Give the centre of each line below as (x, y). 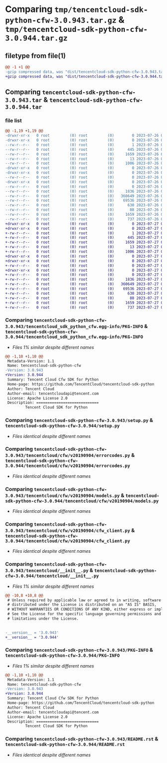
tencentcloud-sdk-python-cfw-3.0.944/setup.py (63, 426)
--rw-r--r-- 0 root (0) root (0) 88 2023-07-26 (82, 210)
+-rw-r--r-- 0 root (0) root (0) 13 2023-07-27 (82, 247)
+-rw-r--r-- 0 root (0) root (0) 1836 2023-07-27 (82, 280)
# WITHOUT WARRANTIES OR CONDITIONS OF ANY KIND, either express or (80, 609)
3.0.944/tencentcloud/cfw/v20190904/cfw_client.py (68, 541)
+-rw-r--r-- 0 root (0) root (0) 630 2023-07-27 (82, 293)
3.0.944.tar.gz (37, 38)
